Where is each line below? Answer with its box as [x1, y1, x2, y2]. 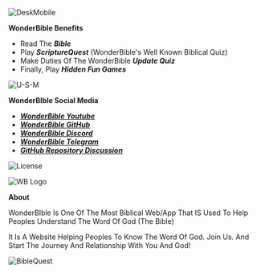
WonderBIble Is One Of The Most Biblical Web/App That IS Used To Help [8, 208, 249, 217]
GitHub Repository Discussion [19, 146, 123, 155]
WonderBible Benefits [8, 23, 84, 32]
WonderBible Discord [19, 129, 93, 138]
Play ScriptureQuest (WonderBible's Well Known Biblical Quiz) [19, 48, 228, 56]
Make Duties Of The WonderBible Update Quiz [19, 56, 176, 65]
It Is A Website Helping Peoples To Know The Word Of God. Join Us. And [8, 232, 250, 242]
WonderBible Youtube [19, 111, 96, 121]
